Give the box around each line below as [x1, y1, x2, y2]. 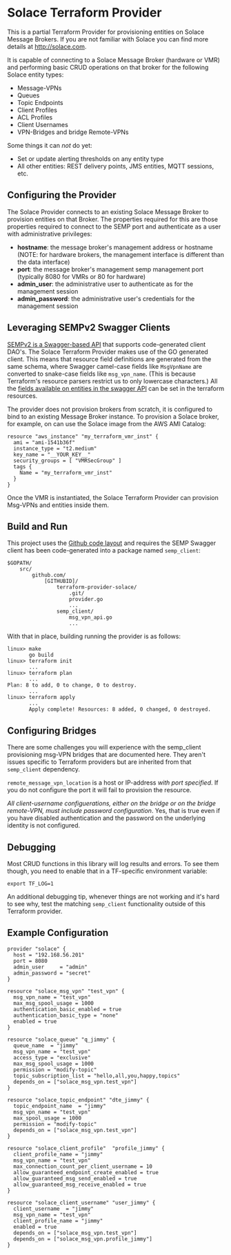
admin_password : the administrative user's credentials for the [17, 294, 195, 303]
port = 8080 [13, 957, 48, 964]
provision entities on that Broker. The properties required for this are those [7, 215, 219, 223]
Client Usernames [17, 120, 69, 128]
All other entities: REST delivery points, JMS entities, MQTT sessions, [17, 162, 214, 170]
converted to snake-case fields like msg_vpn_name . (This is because [7, 370, 197, 378]
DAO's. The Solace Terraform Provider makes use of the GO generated [7, 347, 208, 356]
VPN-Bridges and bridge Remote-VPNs [17, 128, 129, 136]
